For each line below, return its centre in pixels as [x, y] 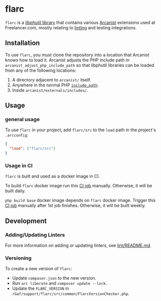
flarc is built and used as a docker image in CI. [52, 176]
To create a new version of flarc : [39, 269]
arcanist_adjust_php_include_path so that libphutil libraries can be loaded [80, 65]
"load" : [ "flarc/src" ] [32, 149]
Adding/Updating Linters [35, 235]
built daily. [15, 191]
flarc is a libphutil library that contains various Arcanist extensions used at [80, 22]
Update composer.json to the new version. [54, 278]
